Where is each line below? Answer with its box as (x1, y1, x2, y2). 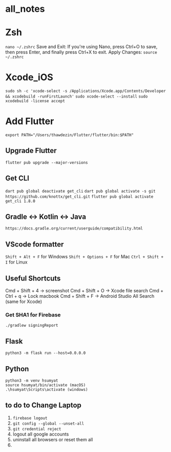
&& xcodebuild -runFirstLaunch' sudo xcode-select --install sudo (5, 94, 148, 99)
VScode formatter (5, 240, 64, 249)
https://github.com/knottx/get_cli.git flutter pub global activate (5, 194, 154, 199)
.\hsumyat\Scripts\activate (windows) (5, 387, 88, 392)
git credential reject (12, 426, 61, 431)
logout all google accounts (12, 431, 69, 437)
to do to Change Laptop (5, 401, 82, 410)
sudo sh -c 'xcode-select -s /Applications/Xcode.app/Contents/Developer (5, 88, 166, 94)
